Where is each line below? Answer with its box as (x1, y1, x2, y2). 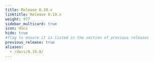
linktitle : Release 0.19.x (5, 12, 62, 17)
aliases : (5, 44, 24, 49)
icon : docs (5, 26, 28, 31)
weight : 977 (5, 16, 30, 21)
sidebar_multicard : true (5, 21, 57, 26)
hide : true (5, 30, 28, 35)
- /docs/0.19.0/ (10, 49, 44, 54)
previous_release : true (5, 40, 55, 45)
